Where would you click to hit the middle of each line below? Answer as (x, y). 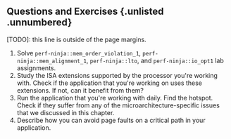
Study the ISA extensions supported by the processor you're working (117, 75)
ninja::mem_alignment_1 (52, 61)
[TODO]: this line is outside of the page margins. (76, 39)
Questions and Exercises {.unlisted (85, 12)
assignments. (36, 68)
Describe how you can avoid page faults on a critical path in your (111, 120)
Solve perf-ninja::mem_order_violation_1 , (79, 53)
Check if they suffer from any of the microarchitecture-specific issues (118, 105)
